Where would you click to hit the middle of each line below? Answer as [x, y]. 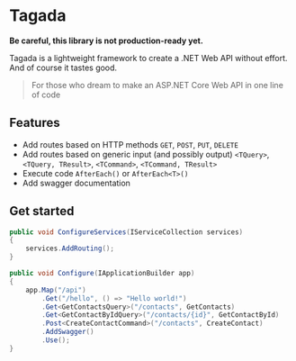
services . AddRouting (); [70, 248]
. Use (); [56, 340]
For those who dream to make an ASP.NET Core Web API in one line [157, 85]
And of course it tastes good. [63, 68]
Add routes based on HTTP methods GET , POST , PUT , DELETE [130, 144]
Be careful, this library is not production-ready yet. [107, 41]
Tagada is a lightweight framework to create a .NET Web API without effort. [148, 58]
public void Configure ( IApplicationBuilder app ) [102, 274]
